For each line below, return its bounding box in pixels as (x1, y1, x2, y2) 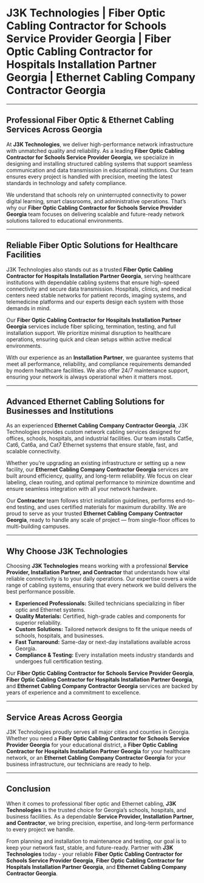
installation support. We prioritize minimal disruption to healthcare (6, 329, 171, 336)
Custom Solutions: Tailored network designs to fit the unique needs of (15, 626, 192, 633)
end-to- (175, 497, 195, 504)
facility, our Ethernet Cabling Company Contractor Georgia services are (6, 466, 189, 473)
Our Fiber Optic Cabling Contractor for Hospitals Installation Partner (6, 316, 182, 323)
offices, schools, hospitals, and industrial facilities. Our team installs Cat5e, (6, 435, 194, 442)
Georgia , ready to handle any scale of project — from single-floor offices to (6, 516, 195, 524)
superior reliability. (15, 619, 62, 626)
